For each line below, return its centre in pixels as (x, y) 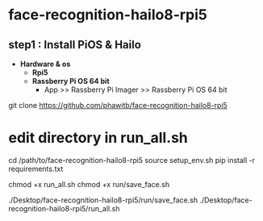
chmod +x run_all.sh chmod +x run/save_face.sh (89, 184)
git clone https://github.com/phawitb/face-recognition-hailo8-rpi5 (118, 105)
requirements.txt (36, 169)
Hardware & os (45, 64)
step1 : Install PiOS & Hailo (75, 45)
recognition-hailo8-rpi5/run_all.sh (64, 208)
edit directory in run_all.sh (98, 138)
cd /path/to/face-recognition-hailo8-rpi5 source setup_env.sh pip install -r (132, 160)
